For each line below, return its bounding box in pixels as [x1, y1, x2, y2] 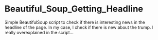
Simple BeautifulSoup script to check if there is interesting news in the [4, 19, 145, 25]
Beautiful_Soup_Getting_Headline [4, 3, 143, 14]
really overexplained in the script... [4, 29, 74, 35]
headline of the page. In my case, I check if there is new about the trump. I [4, 24, 154, 30]
